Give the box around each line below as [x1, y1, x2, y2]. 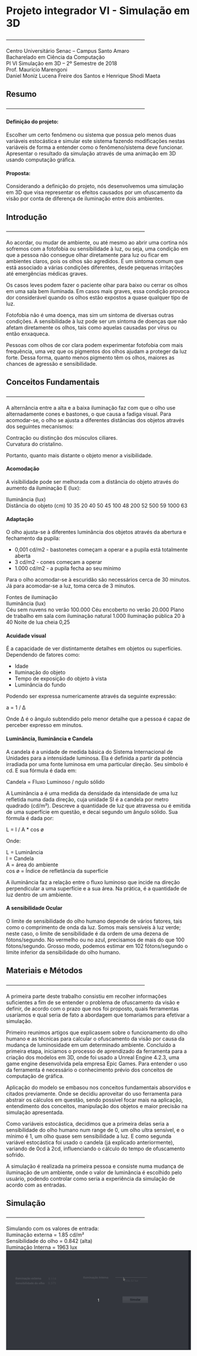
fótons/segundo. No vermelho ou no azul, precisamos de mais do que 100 [6, 936, 185, 943]
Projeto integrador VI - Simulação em [6, 4, 190, 18]
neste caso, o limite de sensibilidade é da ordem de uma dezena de [6, 930, 169, 937]
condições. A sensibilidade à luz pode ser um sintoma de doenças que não [6, 318, 188, 325]
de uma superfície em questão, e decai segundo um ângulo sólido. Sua [6, 808, 178, 815]
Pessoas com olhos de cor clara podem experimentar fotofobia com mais [6, 341, 184, 348]
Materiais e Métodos [6, 966, 83, 976]
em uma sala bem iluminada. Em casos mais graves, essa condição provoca [6, 287, 189, 294]
